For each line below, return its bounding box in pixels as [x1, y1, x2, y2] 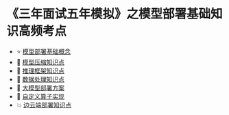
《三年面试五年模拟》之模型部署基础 [6, 6, 211, 22]
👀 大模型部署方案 [16, 84, 64, 92]
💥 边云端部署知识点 [16, 101, 72, 109]
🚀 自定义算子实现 [16, 92, 64, 100]
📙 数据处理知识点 [16, 75, 64, 83]
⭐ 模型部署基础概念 [16, 47, 71, 55]
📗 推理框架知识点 [16, 66, 64, 75]
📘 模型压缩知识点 [16, 57, 64, 66]
